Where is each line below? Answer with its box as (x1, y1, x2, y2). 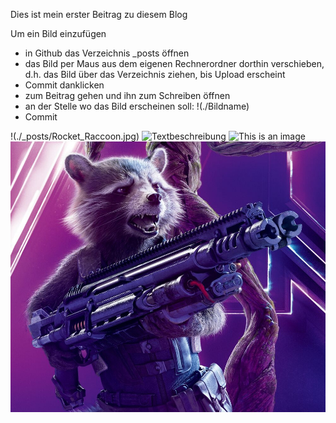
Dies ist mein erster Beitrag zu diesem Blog (10, 9, 188, 20)
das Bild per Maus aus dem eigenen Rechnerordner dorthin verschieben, (24, 58, 325, 69)
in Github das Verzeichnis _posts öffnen (24, 47, 190, 59)
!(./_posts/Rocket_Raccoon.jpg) (10, 130, 140, 142)
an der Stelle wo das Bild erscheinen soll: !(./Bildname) (24, 100, 250, 112)
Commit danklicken (24, 79, 105, 91)
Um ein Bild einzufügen (10, 28, 107, 39)
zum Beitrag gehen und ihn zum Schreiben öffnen (24, 90, 231, 101)
